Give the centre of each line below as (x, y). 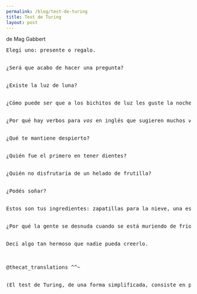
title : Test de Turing (34, 17)
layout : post (22, 22)
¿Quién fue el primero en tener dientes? (67, 156)
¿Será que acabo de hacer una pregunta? (65, 68)
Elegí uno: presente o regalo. (51, 50)
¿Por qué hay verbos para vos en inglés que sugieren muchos (96, 121)
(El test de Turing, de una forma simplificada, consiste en (96, 285)
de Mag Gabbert (26, 39)
